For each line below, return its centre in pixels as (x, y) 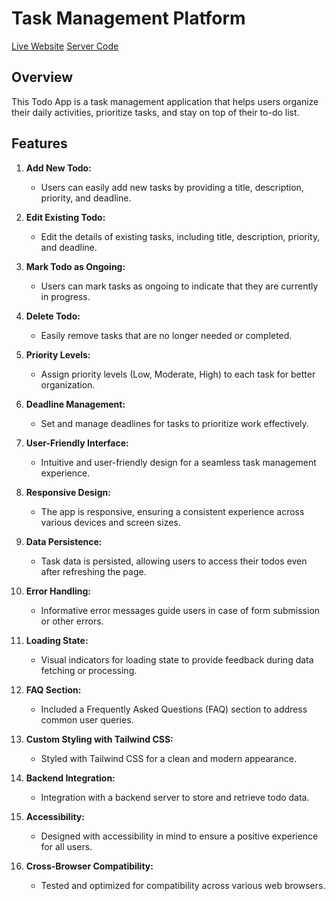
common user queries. (87, 719)
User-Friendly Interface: (77, 443)
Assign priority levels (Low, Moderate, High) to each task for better (178, 374)
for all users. (66, 846)
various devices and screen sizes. (110, 522)
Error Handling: (58, 591)
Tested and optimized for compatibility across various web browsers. (183, 885)
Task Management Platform (128, 18)
